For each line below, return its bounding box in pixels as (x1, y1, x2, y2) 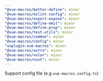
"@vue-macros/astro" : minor (4, 48, 63, 53)
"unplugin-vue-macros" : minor (4, 43, 67, 48)
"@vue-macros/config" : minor (4, 39, 65, 44)
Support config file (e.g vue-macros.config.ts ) (4, 70, 99, 76)
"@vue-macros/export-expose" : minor (4, 16, 80, 21)
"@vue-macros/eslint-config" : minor (4, 12, 80, 17)
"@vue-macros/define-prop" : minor (4, 25, 76, 30)
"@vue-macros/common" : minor (4, 35, 65, 40)
